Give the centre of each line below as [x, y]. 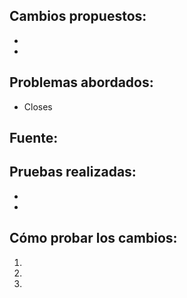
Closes [38, 106]
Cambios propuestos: [78, 16]
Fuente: [34, 138]
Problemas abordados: [81, 82]
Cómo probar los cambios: [93, 238]
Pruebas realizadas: [73, 172]
